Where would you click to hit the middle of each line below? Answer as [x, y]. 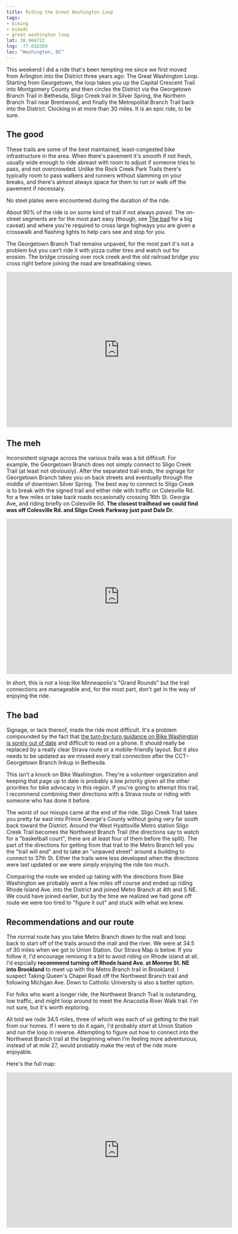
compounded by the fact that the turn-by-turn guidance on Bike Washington [102, 737]
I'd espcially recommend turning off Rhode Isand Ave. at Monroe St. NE [98, 963]
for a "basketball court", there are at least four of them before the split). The [102, 839]
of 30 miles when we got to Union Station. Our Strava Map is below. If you [99, 950]
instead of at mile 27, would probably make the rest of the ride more [92, 1045]
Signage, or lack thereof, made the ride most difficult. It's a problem [91, 730]
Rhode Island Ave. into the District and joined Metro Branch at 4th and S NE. [102, 890]
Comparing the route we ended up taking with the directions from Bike [95, 877]
